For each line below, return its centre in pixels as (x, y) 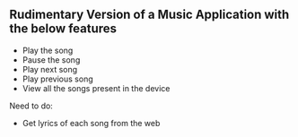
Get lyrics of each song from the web (91, 123)
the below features (63, 29)
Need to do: (31, 106)
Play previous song (57, 79)
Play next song (50, 69)
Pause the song (51, 60)
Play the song (48, 50)
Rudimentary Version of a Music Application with (149, 15)
